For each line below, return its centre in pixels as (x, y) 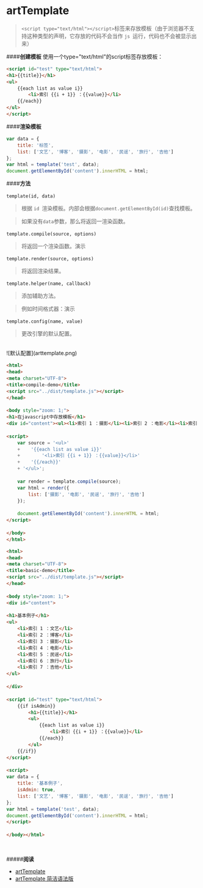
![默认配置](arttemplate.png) (42, 353)
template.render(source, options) (50, 259)
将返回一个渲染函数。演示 (53, 246)
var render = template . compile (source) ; (69, 481)
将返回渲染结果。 (43, 271)
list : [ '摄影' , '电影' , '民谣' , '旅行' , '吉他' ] (87, 494)
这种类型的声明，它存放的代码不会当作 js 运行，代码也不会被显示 (109, 36)
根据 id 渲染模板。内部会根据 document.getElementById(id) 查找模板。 (109, 208)
